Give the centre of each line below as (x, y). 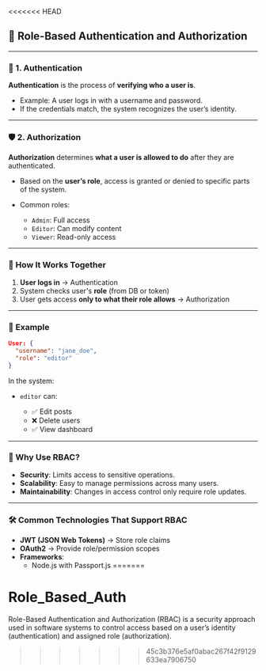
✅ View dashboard (62, 429)
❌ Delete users (56, 420)
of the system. (43, 190)
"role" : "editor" (44, 358)
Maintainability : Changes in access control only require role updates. (133, 491)
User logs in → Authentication (69, 282)
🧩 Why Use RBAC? (44, 457)
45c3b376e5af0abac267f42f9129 (201, 651)
